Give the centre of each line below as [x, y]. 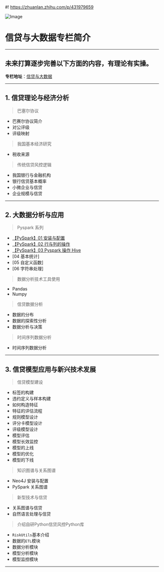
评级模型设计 [25, 429]
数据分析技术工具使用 [38, 279]
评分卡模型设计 [27, 423]
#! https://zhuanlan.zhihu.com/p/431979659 [49, 7]
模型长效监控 [25, 442]
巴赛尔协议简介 [27, 121]
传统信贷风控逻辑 [34, 164]
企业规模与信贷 [27, 193]
